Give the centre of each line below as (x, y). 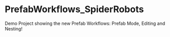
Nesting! (14, 28)
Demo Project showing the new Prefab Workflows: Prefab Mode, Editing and (85, 23)
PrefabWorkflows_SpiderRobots (74, 9)
